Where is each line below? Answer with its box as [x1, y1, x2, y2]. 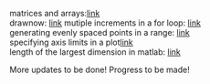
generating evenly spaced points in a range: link [9, 27, 190, 37]
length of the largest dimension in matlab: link [9, 47, 181, 58]
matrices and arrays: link [9, 8, 100, 18]
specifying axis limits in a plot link [9, 37, 134, 47]
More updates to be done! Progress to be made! [9, 64, 190, 75]
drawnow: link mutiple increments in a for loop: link [9, 17, 201, 28]
